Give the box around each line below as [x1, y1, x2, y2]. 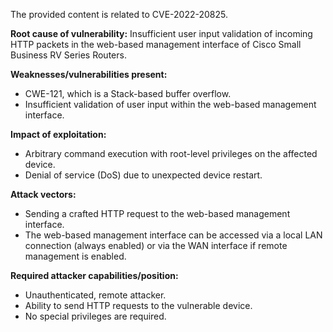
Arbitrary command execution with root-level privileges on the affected [24, 148, 318, 159]
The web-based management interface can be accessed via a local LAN [24, 229, 323, 241]
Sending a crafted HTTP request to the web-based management [24, 208, 291, 219]
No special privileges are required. [24, 310, 167, 322]
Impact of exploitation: [10, 129, 107, 140]
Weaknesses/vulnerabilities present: [10, 69, 168, 80]
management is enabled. [24, 250, 127, 262]
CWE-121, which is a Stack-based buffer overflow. [24, 88, 232, 99]
